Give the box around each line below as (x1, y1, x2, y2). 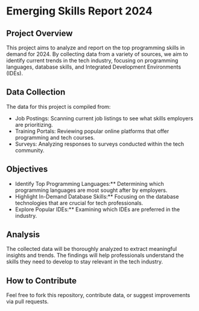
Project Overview (6, 28, 73, 38)
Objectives (6, 164, 48, 174)
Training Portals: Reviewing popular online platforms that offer (14, 128, 169, 135)
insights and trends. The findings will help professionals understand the (6, 251, 184, 259)
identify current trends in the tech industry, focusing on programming (6, 57, 178, 64)
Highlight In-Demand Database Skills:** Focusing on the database (14, 192, 179, 200)
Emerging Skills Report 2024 (6, 4, 153, 18)
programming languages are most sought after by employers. (14, 186, 168, 194)
